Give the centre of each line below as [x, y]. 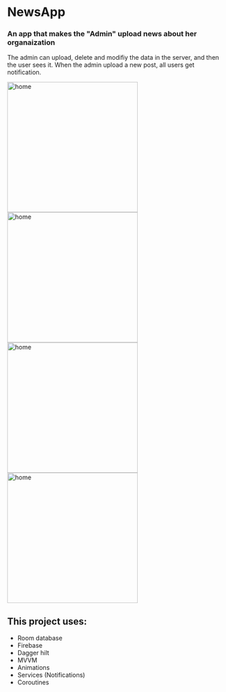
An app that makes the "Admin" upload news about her [102, 34]
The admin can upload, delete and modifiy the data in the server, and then [113, 58]
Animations [33, 668]
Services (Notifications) [51, 675]
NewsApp [37, 12]
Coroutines [33, 682]
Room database [40, 638]
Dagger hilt [33, 653]
